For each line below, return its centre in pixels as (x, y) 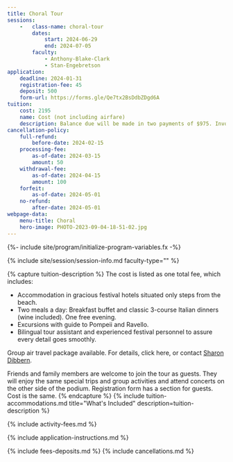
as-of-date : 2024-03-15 (66, 156)
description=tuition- (165, 403)
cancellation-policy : (38, 130)
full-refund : (38, 136)
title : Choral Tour (35, 14)
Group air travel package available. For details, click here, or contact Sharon (115, 353)
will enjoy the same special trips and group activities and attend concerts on (116, 381)
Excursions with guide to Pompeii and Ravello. (83, 324)
